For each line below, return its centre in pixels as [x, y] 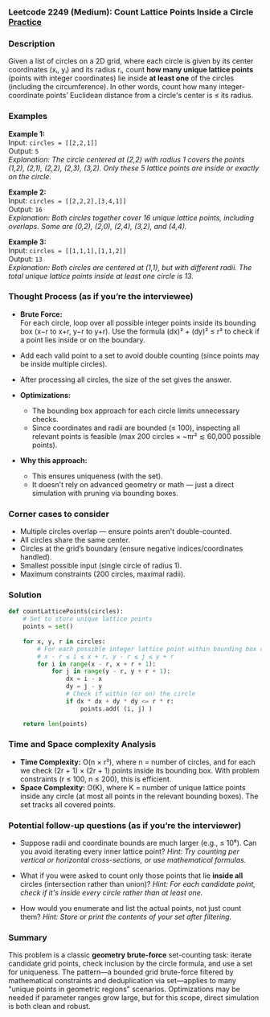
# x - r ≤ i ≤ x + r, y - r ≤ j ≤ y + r [106, 656]
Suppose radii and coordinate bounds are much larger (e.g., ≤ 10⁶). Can [138, 843]
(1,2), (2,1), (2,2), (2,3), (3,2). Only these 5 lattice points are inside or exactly [134, 168]
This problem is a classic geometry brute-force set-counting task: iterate [130, 955]
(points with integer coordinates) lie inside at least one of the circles [121, 78]
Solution [25, 595]
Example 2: [27, 192]
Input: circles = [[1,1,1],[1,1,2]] [67, 250]
